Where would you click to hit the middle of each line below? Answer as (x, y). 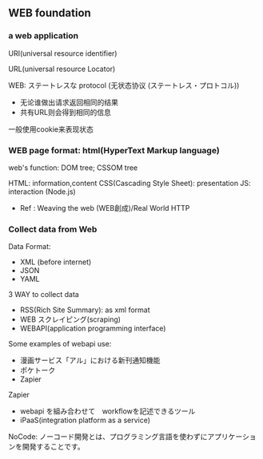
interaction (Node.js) (42, 192)
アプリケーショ (232, 437)
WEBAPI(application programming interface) (93, 328)
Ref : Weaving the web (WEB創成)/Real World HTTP (105, 208)
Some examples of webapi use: (60, 344)
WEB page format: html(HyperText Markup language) (114, 150)
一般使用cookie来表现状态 (51, 129)
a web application (43, 36)
